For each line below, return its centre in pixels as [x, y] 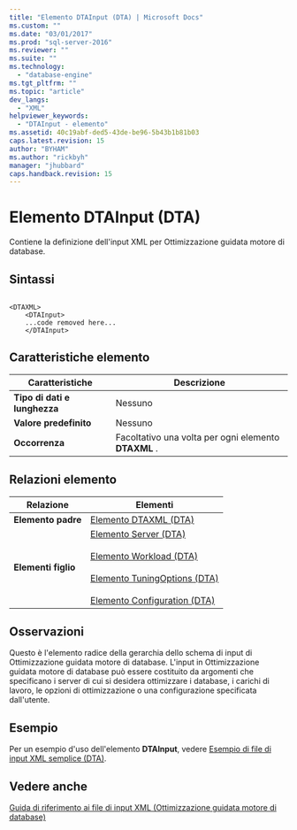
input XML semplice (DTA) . [58, 758]
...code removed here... [71, 323]
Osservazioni [47, 632]
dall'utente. [30, 700]
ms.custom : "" [35, 26]
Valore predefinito [53, 423]
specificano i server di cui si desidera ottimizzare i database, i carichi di [139, 681]
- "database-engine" [55, 75]
